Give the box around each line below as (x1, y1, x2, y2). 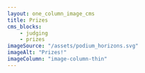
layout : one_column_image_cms (7, 10, 96, 17)
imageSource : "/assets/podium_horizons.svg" (7, 42, 139, 49)
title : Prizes (7, 17, 49, 24)
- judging (20, 29, 49, 37)
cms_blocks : (7, 23, 42, 30)
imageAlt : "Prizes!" (7, 49, 68, 56)
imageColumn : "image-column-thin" (7, 56, 108, 63)
